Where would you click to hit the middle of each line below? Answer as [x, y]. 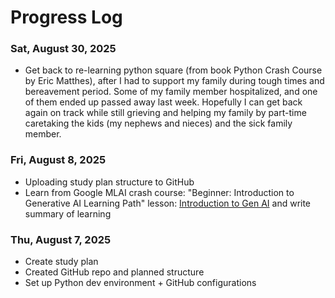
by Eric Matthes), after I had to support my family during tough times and [174, 81]
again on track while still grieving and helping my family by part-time [165, 113]
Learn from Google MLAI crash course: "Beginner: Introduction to [159, 192]
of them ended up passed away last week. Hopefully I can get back [163, 102]
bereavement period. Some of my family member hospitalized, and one [171, 92]
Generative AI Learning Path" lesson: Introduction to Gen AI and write [168, 203]
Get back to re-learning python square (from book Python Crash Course [173, 70]
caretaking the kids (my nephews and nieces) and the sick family [158, 123]
